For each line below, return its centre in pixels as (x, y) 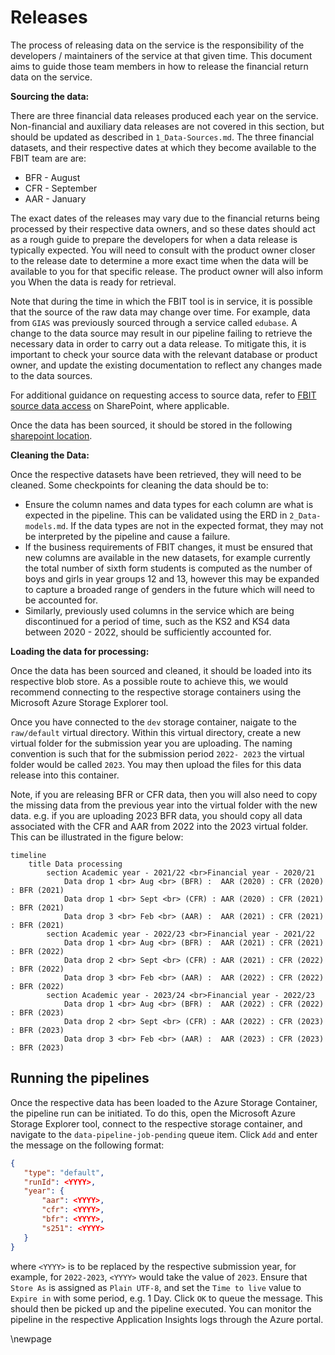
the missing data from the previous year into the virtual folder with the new (164, 805)
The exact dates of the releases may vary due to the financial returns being (165, 218)
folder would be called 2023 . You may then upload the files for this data (156, 764)
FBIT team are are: (48, 158)
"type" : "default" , (64, 1172)
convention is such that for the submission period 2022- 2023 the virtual (157, 753)
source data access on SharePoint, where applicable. (120, 405)
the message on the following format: (87, 1145)
